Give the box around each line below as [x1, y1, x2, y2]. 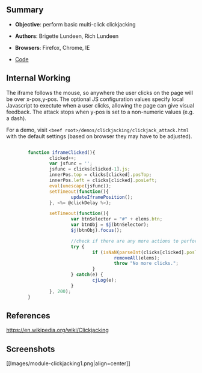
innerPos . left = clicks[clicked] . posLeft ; [49, 177, 158, 183]
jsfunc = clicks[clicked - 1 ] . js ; [49, 166, 130, 172]
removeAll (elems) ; [114, 255, 161, 261]
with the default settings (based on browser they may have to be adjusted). [6, 132, 192, 140]
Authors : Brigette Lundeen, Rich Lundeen [14, 32, 119, 40]
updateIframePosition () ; [70, 194, 133, 200]
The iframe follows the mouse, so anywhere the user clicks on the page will [6, 89, 194, 96]
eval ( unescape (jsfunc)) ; [49, 183, 112, 189]
